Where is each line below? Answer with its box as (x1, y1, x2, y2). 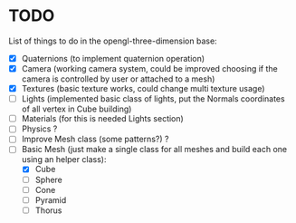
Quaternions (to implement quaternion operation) (21, 53, 205, 63)
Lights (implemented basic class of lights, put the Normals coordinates (21, 93, 286, 104)
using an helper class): (21, 154, 107, 165)
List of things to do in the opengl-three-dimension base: (8, 35, 218, 46)
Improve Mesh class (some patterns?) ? (21, 133, 169, 145)
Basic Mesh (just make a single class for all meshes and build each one (21, 144, 288, 155)
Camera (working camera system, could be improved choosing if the (21, 63, 278, 73)
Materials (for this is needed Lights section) (21, 113, 185, 124)
